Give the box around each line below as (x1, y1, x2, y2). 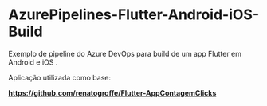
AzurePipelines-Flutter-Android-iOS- (8, 6, 260, 24)
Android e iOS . (8, 57, 58, 67)
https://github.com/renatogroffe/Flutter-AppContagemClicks (8, 88, 217, 97)
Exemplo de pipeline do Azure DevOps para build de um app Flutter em (8, 49, 241, 58)
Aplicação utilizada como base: (8, 73, 112, 82)
